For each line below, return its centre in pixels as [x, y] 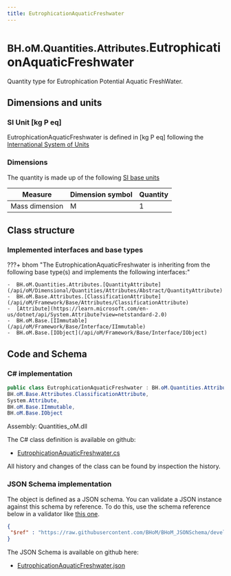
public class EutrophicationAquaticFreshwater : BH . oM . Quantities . [106, 388]
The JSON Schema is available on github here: [73, 552]
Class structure [41, 230]
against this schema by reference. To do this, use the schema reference [109, 507]
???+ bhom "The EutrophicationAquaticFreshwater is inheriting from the [109, 265]
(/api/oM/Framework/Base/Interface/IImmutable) [77, 327]
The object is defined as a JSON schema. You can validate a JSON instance [114, 499]
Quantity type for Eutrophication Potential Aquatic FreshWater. [95, 81]
